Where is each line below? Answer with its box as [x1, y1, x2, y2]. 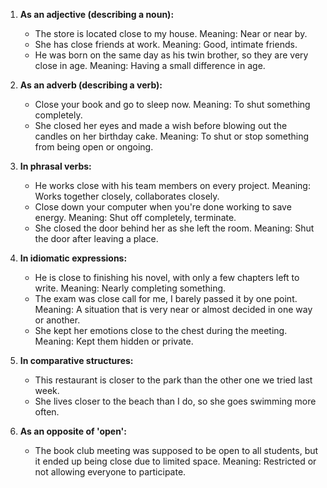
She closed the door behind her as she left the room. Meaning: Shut [34, 222, 315, 234]
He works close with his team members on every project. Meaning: [34, 180, 311, 191]
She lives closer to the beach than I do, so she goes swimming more [34, 395, 317, 407]
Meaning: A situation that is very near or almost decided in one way [34, 304, 313, 315]
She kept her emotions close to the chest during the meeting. [34, 325, 288, 336]
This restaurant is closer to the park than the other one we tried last [34, 374, 313, 386]
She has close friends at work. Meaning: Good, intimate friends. [34, 39, 298, 50]
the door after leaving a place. [34, 233, 159, 244]
